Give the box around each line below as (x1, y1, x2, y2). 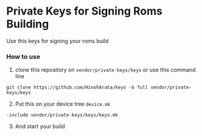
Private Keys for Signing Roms (6, 4, 163, 18)
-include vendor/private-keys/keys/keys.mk (6, 112, 119, 118)
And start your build (15, 123, 65, 130)
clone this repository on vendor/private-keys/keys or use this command (15, 66, 196, 73)
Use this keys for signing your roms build (6, 37, 109, 44)
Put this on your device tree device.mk (15, 100, 111, 107)
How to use (6, 52, 41, 61)
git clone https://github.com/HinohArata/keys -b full (6, 84, 148, 90)
